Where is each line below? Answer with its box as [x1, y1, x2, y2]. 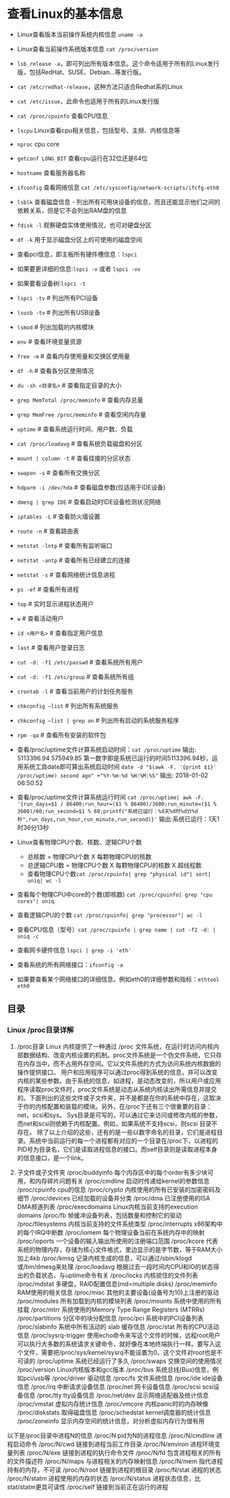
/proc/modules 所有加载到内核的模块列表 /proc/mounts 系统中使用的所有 [16, 1296, 222, 1305]
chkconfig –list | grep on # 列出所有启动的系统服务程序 [16, 716, 179, 724]
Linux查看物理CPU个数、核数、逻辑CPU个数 [16, 838, 142, 846]
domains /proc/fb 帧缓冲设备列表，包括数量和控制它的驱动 [16, 1211, 182, 1219]
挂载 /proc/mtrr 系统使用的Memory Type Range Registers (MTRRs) [16, 1305, 205, 1314]
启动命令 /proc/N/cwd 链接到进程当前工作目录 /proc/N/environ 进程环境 [12, 1440, 214, 1448]
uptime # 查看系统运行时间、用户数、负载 [16, 424, 133, 433]
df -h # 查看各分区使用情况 [16, 366, 94, 374]
